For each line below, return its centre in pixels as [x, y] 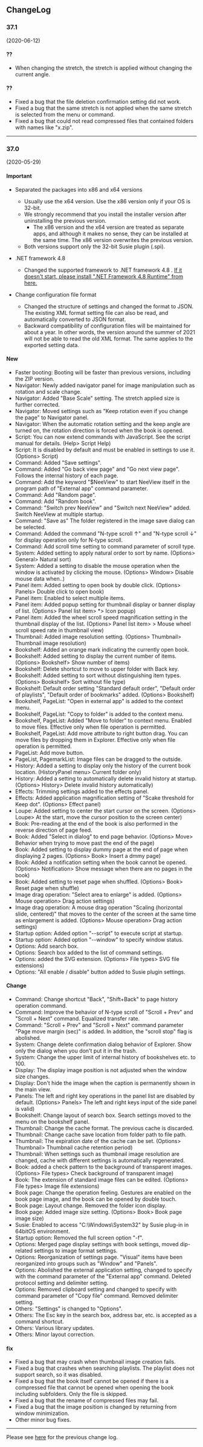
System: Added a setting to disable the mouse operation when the [97, 565]
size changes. [32, 1077]
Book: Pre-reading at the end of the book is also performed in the [96, 823]
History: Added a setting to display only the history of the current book [103, 765]
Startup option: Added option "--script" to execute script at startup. [99, 933]
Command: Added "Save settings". [58, 462]
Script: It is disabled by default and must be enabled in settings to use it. [105, 450]
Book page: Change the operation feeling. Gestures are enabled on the [103, 1192]
